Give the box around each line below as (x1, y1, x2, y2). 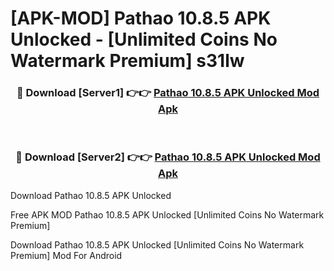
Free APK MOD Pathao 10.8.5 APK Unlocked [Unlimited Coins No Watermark (10, 208, 325, 221)
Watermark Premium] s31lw (10, 50, 245, 72)
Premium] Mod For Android (10, 249, 123, 261)
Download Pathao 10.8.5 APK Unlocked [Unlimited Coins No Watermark (10, 238, 305, 251)
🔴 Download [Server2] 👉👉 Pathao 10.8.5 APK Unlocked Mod (15, 150, 321, 164)
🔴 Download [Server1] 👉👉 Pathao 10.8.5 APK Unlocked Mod (16, 86, 320, 100)
